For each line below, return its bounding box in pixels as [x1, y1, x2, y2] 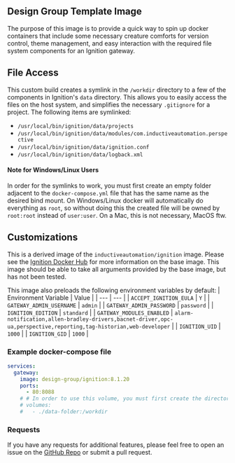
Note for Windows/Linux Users [7, 166, 99, 174]
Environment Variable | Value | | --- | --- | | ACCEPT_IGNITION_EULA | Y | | [7, 293, 210, 302]
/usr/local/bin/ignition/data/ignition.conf [17, 144, 150, 151]
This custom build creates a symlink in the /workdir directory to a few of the [7, 85, 227, 94]
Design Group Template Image [7, 6, 142, 18]
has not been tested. [7, 272, 66, 281]
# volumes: [20, 402, 52, 409]
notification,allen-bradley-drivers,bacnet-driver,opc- [7, 315, 173, 323]
